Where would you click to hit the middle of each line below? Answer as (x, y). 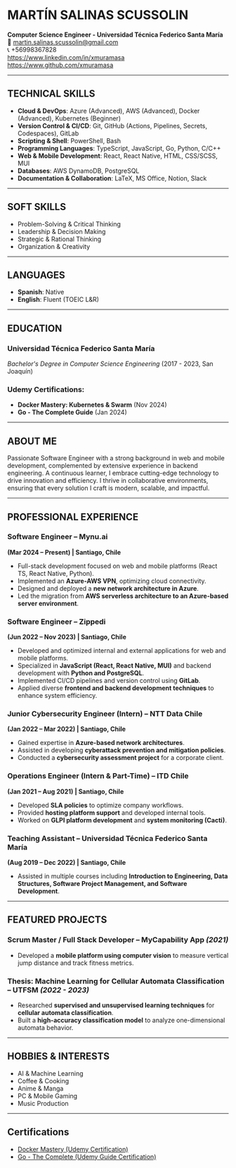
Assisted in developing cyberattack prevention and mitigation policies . (122, 750)
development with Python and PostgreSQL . (81, 673)
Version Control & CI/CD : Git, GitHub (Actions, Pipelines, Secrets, (112, 125)
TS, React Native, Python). (56, 573)
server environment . (48, 603)
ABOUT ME (32, 441)
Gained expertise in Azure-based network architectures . (101, 743)
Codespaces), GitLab (48, 133)
